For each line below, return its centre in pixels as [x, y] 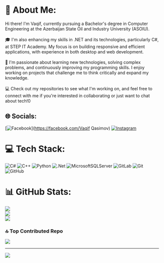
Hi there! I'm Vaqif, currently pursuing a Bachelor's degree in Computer [76, 24]
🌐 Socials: [21, 117]
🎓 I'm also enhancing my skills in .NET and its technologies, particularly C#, [82, 39]
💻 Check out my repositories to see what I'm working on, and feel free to [79, 88]
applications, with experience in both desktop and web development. [74, 52]
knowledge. [17, 78]
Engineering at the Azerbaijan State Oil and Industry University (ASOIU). [77, 28]
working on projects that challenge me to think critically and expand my [77, 73]
